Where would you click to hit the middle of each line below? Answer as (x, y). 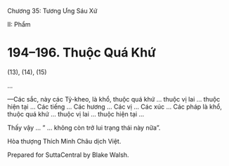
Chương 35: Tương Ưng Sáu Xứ (52, 11)
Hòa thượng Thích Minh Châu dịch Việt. (64, 141)
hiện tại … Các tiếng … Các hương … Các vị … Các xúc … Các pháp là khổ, (115, 106)
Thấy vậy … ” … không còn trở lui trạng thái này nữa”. (84, 127)
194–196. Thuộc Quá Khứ (81, 53)
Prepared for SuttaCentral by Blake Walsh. (68, 155)
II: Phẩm (19, 24)
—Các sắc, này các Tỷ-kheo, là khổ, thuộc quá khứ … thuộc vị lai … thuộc (114, 99)
